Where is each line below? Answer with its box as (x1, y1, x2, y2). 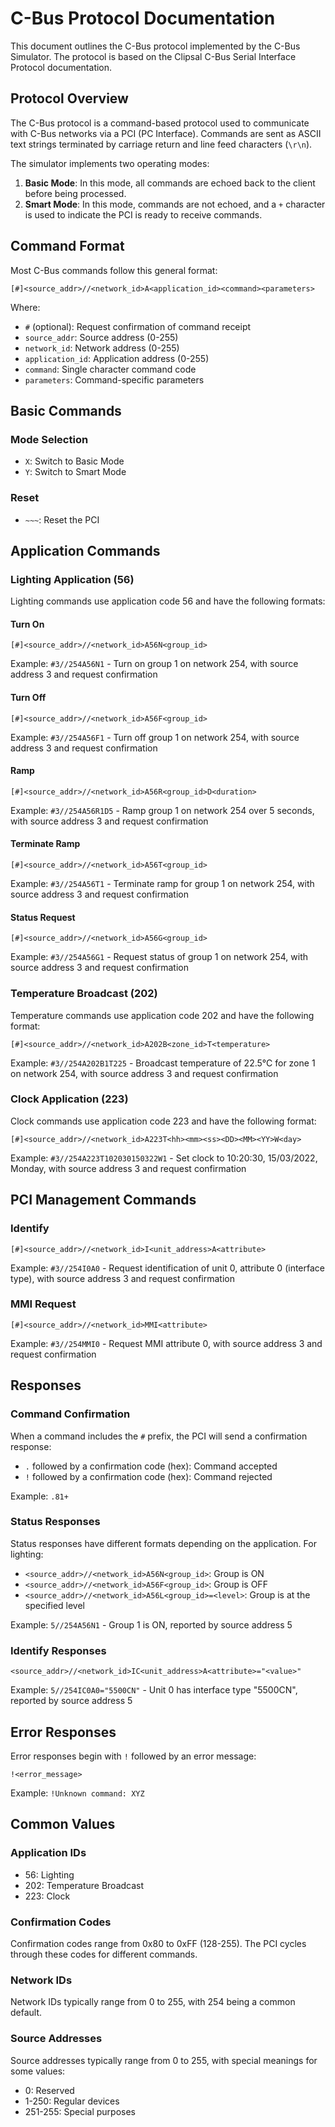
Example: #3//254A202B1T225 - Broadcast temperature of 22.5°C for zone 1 (10, 1057, 316, 1069)
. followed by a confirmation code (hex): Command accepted (24, 1460, 278, 1472)
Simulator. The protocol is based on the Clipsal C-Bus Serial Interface (10, 50, 297, 62)
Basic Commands (10, 402, 122, 419)
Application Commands (10, 542, 161, 559)
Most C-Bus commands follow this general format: (10, 264, 218, 276)
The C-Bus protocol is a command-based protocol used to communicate (10, 117, 310, 129)
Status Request (10, 911, 76, 923)
